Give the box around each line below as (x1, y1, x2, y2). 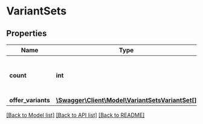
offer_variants (9, 96, 50, 104)
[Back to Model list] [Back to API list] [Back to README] (6, 111, 145, 119)
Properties (6, 28, 47, 39)
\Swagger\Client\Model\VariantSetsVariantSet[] (56, 96, 197, 104)
